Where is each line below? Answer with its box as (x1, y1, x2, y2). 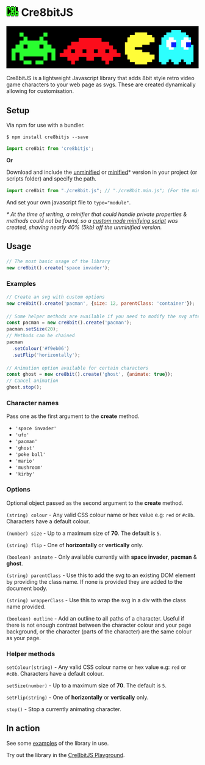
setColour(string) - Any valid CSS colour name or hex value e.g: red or (6, 663, 187, 671)
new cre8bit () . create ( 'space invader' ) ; (6, 264, 111, 271)
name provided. (6, 603, 46, 610)
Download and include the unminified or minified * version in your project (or (6, 168, 198, 176)
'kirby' (15, 471, 35, 477)
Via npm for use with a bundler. (6, 122, 85, 129)
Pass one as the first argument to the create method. (6, 412, 140, 420)
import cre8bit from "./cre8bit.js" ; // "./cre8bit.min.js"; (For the (6, 188, 190, 194)
